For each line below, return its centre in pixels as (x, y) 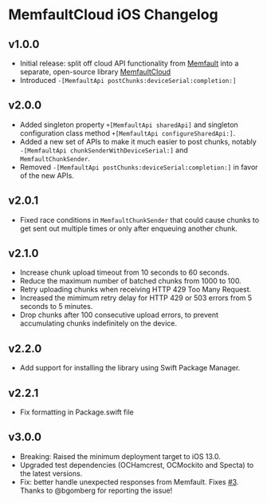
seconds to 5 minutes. (56, 307)
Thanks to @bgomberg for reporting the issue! (96, 490)
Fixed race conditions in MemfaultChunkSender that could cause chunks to (139, 220)
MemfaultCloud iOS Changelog (113, 15)
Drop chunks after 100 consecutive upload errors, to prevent (119, 315)
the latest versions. (51, 473)
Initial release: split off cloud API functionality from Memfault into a (129, 63)
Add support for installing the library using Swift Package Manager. (130, 368)
